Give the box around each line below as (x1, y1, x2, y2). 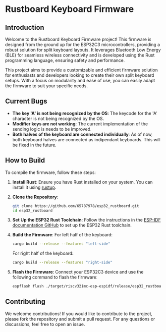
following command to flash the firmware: (12, 274, 98, 280)
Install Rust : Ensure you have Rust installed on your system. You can (12, 179, 153, 185)
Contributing (5, 297, 46, 306)
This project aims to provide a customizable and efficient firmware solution (5, 67, 158, 73)
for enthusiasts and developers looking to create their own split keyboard (5, 72, 155, 78)
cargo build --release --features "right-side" (12, 260, 112, 265)
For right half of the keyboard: (12, 250, 74, 256)
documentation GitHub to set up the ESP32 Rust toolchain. (12, 222, 132, 228)
